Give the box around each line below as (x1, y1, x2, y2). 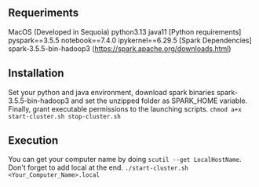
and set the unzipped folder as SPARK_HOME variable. (71, 96, 248, 105)
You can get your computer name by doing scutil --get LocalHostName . (8, 155, 242, 164)
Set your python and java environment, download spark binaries (8, 87, 215, 97)
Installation (8, 67, 64, 80)
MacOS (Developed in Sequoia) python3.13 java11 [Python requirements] (8, 27, 242, 36)
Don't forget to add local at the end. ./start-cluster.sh (8, 163, 188, 172)
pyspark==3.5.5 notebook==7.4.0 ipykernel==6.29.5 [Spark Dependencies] (8, 35, 253, 45)
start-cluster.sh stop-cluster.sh (8, 112, 122, 120)
